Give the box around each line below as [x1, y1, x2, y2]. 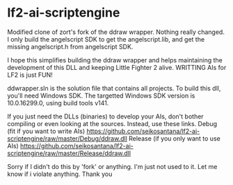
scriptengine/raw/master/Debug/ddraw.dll [7, 134, 127, 143]
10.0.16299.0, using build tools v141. [7, 98, 109, 107]
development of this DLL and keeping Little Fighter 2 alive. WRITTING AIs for [7, 63, 227, 71]
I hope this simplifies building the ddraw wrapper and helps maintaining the [7, 55, 223, 64]
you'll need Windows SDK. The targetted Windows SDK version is [7, 91, 195, 100]
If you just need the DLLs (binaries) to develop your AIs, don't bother [7, 112, 204, 121]
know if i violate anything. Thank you [7, 170, 113, 178]
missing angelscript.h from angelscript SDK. [7, 42, 134, 51]
